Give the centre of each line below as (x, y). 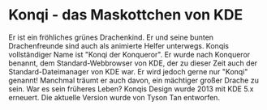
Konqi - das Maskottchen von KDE (126, 15)
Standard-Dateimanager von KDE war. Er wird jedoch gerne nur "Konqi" (128, 71)
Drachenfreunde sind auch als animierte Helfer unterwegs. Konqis (119, 45)
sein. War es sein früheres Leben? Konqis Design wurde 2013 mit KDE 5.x (131, 89)
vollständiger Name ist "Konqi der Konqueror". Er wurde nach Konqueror (129, 54)
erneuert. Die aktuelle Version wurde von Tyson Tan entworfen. (114, 97)
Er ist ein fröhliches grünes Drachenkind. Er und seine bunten (111, 37)
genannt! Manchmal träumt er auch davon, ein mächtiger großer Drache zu (134, 80)
